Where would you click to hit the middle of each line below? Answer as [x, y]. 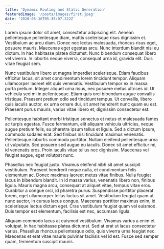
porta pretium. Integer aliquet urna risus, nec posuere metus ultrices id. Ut [80, 89]
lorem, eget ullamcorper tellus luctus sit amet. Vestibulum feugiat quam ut [80, 196]
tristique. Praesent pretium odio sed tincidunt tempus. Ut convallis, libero [79, 99]
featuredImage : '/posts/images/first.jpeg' [50, 14]
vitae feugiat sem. [23, 63]
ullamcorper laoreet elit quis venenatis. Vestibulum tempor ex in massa [76, 83]
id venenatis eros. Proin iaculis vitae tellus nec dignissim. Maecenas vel [77, 150]
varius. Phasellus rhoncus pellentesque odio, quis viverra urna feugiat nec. [80, 231]
